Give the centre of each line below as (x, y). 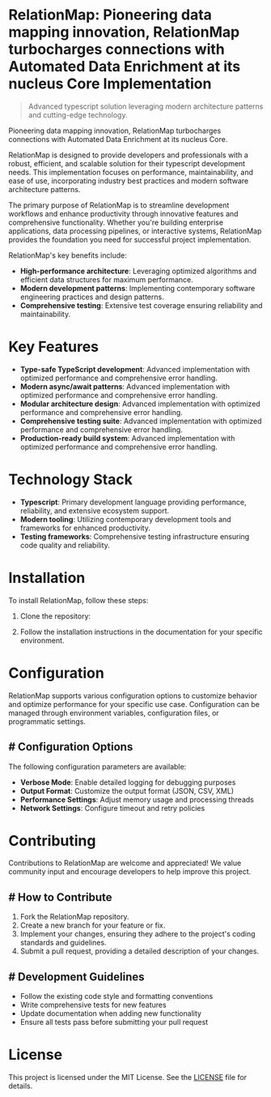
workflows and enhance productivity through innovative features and (123, 213)
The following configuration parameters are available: (97, 766)
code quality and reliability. (65, 545)
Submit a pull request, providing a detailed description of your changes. (140, 951)
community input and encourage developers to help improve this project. (130, 872)
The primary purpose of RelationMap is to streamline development (119, 205)
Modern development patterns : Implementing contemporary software (138, 288)
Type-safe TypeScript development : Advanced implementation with (135, 369)
